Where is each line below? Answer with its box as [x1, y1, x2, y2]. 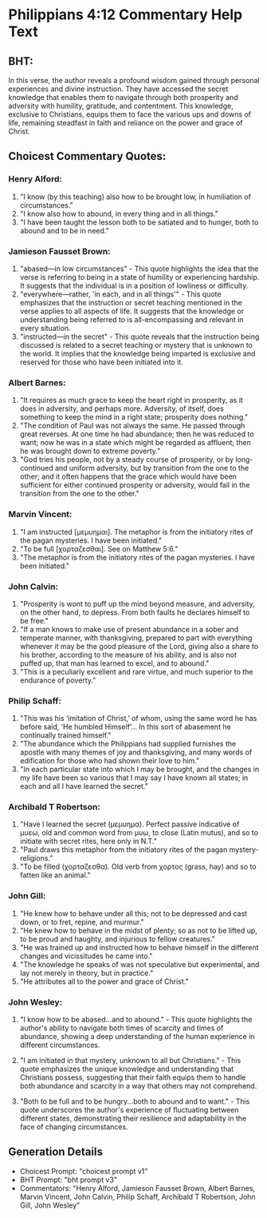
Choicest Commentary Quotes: [8, 149, 167, 163]
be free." [19, 615, 49, 625]
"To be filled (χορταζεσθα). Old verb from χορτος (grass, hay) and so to [19, 862, 257, 872]
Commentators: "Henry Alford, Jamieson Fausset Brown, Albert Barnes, [19, 1183, 256, 1192]
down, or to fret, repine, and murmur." [19, 917, 145, 926]
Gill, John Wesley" [19, 1200, 80, 1210]
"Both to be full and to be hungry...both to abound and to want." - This [19, 1097, 250, 1106]
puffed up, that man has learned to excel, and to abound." [19, 658, 210, 668]
